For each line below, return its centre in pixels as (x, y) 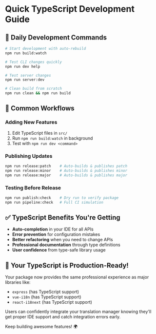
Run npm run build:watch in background (52, 138)
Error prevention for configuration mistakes (56, 234)
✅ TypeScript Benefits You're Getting (63, 218)
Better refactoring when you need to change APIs (62, 240)
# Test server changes (28, 75)
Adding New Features (31, 122)
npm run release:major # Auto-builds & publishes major (66, 175)
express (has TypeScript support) (46, 292)
